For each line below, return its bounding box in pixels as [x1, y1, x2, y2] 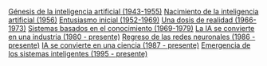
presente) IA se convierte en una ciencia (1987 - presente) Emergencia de [8, 41, 251, 50]
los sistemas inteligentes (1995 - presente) [8, 49, 148, 58]
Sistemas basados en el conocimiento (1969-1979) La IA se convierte [27, 24, 255, 33]
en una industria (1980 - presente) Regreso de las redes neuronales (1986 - [8, 32, 256, 41]
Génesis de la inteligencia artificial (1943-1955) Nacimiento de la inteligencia [8, 7, 259, 16]
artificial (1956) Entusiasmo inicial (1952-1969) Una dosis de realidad [8, 15, 234, 25]
